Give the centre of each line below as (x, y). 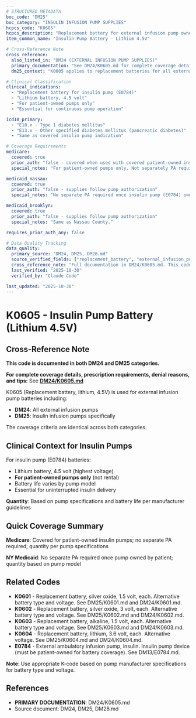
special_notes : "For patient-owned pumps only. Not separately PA (94, 168)
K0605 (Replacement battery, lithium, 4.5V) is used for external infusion (92, 392)
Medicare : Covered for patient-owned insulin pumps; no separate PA (89, 540)
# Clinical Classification (39, 82)
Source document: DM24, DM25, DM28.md (66, 709)
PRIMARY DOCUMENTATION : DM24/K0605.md (72, 702)
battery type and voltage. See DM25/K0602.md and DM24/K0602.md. (99, 615)
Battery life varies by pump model (55, 484)
